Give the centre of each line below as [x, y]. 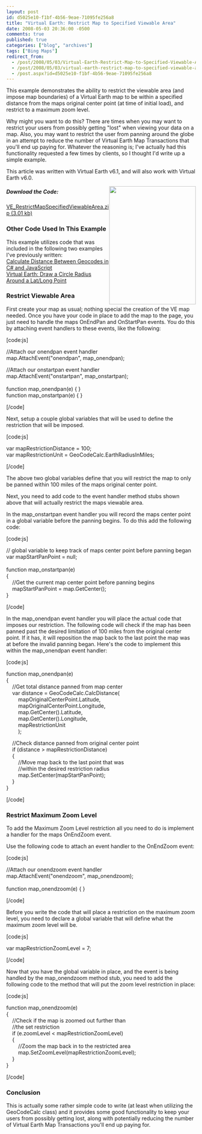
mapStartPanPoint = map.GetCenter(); [59, 588]
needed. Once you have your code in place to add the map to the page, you [100, 315]
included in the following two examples [55, 248]
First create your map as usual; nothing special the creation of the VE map [98, 309]
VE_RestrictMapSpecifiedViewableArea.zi [58, 207]
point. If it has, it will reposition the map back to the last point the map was [98, 637]
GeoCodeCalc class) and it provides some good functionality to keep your [98, 1112]
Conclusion [23, 1092]
